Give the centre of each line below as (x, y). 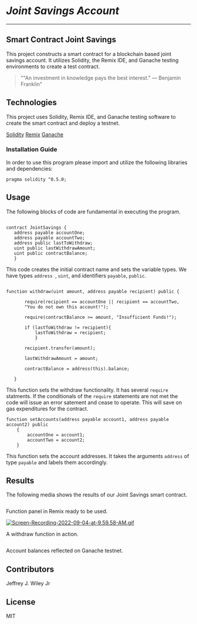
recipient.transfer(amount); (60, 348)
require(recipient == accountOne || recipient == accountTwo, (102, 302)
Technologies (32, 103)
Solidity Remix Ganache (35, 134)
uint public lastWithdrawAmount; (55, 248)
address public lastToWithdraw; (53, 243)
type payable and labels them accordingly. (57, 462)
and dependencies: (29, 168)
